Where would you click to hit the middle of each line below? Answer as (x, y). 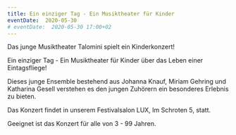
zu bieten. (22, 96)
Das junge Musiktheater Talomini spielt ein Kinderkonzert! (91, 47)
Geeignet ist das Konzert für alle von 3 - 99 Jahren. (82, 124)
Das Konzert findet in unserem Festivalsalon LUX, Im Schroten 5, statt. (109, 110)
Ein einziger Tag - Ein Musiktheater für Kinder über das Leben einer (105, 60)
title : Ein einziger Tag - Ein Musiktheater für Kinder (91, 14)
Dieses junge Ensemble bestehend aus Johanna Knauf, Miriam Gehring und (117, 82)
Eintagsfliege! (27, 68)
